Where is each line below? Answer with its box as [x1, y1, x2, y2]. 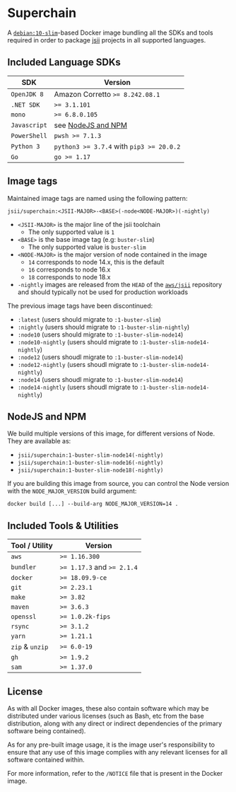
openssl [11, 613, 37, 621]
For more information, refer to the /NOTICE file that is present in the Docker [7, 769, 223, 777]
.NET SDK [11, 100, 40, 109]
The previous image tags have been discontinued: [7, 301, 153, 310]
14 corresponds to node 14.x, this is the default [28, 257, 165, 266]
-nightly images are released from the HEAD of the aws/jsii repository [17, 280, 223, 289]
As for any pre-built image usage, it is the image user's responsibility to [7, 740, 216, 749]
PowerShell [11, 132, 47, 139]
